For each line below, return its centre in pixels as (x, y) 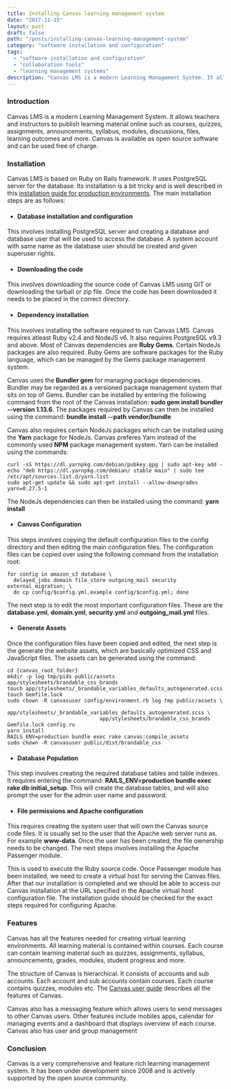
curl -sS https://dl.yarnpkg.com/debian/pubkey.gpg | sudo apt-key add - (115, 464)
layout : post (26, 26)
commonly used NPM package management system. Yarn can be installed (113, 444)
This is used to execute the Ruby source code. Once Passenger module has (114, 869)
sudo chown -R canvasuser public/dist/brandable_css (84, 743)
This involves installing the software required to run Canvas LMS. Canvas (111, 330)
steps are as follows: (36, 200)
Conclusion (27, 1048)
